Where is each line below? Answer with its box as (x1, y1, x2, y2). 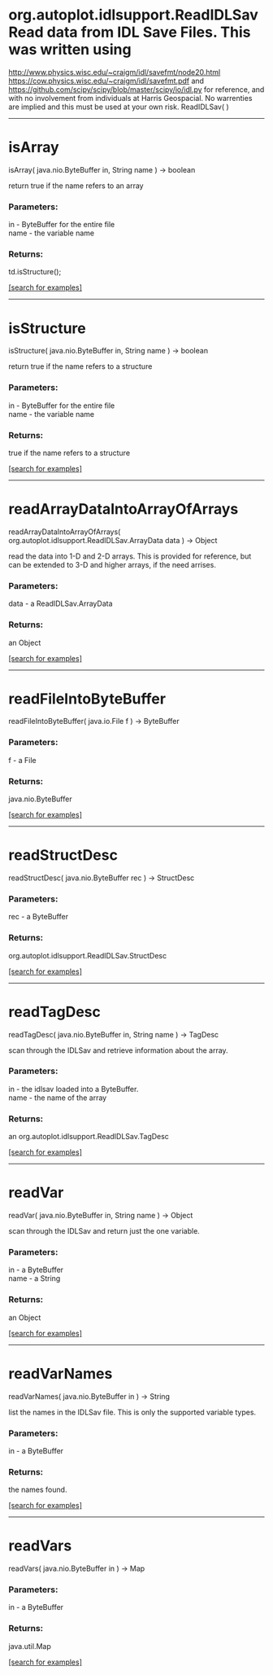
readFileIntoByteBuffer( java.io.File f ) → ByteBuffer (8, 717, 180, 726)
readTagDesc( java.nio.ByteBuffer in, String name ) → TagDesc (8, 1029, 219, 1039)
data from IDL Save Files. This (46, 23, 251, 42)
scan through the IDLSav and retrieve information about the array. (8, 1045, 229, 1055)
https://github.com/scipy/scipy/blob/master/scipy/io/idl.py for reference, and (8, 84, 265, 94)
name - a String (8, 1274, 61, 1283)
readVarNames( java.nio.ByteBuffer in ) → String (8, 1391, 171, 1401)
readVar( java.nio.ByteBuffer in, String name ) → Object (8, 1211, 193, 1221)
